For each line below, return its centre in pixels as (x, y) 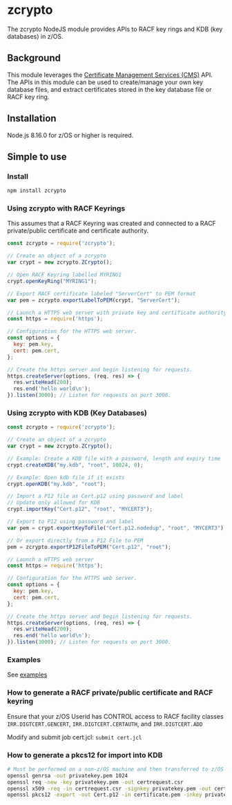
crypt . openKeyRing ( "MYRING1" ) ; (52, 281)
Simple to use (37, 156)
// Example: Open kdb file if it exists (66, 477)
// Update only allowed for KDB (54, 503)
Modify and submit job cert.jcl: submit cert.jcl (75, 737)
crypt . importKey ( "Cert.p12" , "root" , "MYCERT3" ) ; (80, 510)
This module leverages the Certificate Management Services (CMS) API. (110, 75)
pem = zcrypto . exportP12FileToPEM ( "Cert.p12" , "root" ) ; (89, 547)
